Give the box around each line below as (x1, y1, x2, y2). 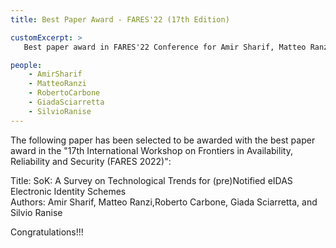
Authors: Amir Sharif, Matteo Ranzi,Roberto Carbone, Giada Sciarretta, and (10, 196, 318, 208)
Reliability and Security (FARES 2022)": (10, 155, 172, 167)
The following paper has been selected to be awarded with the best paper (10, 134, 316, 146)
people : (10, 60, 43, 70)
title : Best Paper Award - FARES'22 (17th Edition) (10, 14, 230, 25)
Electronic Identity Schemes (10, 185, 127, 197)
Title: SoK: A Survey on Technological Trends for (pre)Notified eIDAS (10, 174, 293, 186)
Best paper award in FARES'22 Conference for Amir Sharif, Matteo (23, 42, 307, 52)
